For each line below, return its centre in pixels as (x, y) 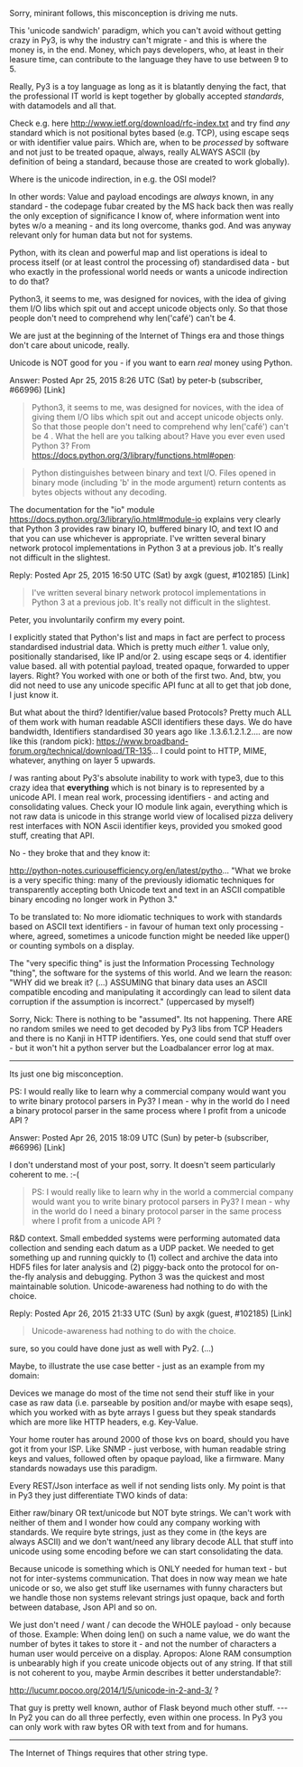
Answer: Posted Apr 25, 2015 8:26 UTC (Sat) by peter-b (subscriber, (136, 380)
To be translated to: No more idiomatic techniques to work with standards (146, 917)
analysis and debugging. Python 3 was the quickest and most (150, 1277)
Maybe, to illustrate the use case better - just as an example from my (137, 1366)
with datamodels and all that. (63, 106)
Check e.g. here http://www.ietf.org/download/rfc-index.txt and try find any (150, 123)
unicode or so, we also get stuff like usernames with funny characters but (146, 1588)
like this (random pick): (52, 741)
